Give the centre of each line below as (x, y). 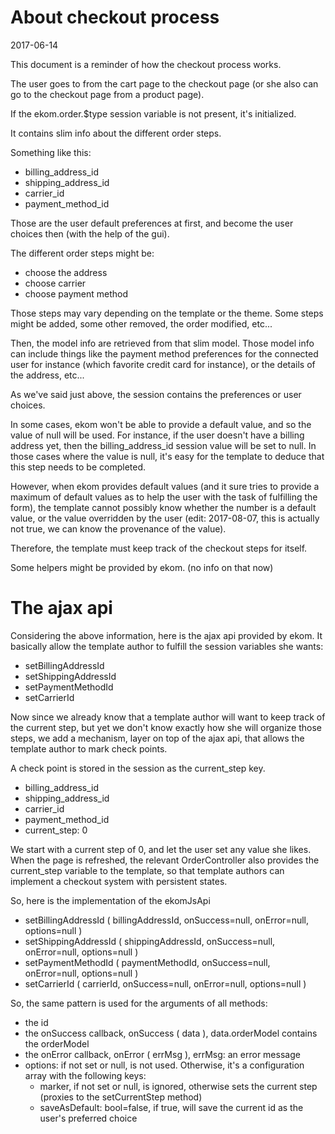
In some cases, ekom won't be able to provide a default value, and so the (161, 424)
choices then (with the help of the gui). (90, 233)
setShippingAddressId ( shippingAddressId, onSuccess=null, (150, 941)
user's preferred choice (88, 1118)
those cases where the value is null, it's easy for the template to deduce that (167, 456)
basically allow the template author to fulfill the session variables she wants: (167, 646)
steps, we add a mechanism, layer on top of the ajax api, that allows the (157, 738)
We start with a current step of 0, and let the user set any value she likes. (161, 849)
